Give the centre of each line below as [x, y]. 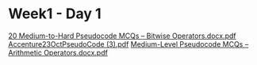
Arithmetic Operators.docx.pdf [58, 52]
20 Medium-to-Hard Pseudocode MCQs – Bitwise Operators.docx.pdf [122, 36]
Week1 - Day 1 [55, 14]
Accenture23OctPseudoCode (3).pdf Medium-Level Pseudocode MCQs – [128, 44]
